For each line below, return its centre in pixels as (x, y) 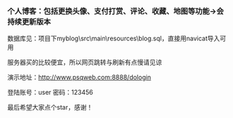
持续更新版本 (29, 21)
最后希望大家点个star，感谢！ (50, 107)
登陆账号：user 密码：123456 (50, 93)
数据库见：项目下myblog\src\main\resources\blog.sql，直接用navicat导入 (114, 39)
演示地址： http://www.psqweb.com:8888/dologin (79, 77)
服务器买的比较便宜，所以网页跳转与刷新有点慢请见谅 (85, 62)
